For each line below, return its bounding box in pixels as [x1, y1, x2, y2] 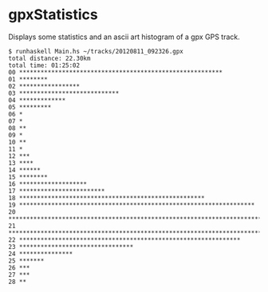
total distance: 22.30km [8, 54, 91, 62]
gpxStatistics [8, 6, 98, 24]
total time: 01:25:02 [8, 61, 81, 69]
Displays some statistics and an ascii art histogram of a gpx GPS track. [8, 32, 241, 41]
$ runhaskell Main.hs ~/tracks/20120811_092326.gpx [8, 47, 183, 55]
